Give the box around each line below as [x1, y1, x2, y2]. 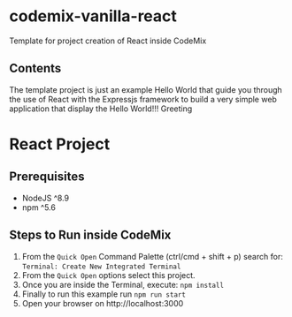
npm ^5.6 [21, 201, 56, 213]
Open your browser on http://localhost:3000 [21, 298, 184, 308]
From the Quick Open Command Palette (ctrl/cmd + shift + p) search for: [21, 251, 283, 261]
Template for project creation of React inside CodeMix [9, 35, 207, 46]
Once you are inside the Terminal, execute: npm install [21, 279, 224, 290]
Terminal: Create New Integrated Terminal [21, 262, 181, 271]
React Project [9, 134, 111, 154]
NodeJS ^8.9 [21, 192, 69, 203]
